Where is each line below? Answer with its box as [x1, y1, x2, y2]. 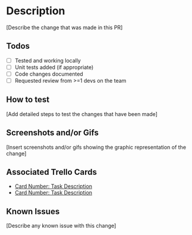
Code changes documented [14, 70, 83, 77]
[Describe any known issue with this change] [6, 222, 117, 230]
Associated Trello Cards [6, 167, 97, 177]
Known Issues [6, 206, 60, 217]
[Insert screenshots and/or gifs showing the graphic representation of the [6, 143, 186, 151]
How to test [6, 95, 49, 105]
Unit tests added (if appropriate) [14, 64, 94, 71]
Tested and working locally [14, 57, 81, 64]
